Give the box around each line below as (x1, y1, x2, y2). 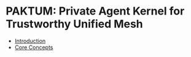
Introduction (14, 37, 46, 44)
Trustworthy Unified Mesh (6, 17, 144, 31)
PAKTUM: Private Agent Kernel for (6, 4, 185, 18)
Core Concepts (14, 44, 53, 51)
